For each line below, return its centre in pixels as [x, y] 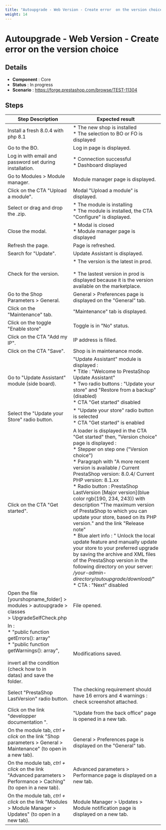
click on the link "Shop [34, 737]
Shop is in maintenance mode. [108, 351]
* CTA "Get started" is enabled [109, 423]
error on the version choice [62, 49]
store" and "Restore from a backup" [115, 390]
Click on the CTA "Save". [36, 351]
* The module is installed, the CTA [113, 211]
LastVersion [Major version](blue [111, 493]
